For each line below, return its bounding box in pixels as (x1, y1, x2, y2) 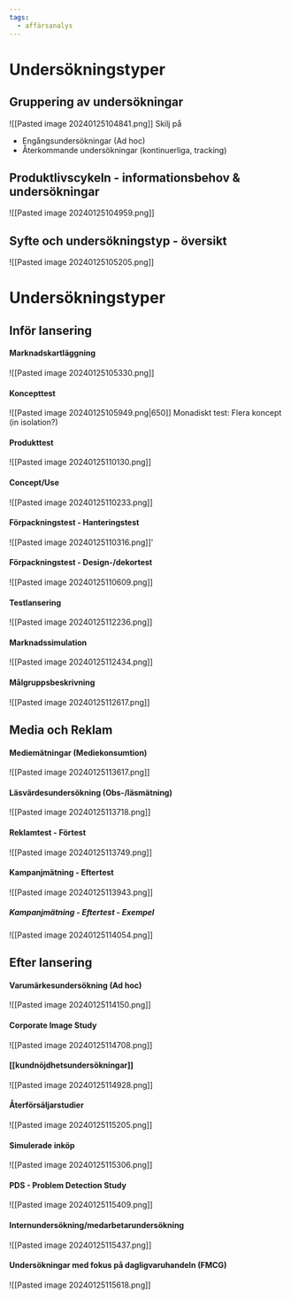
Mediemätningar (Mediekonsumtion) (9, 747, 148, 758)
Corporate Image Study (9, 1020, 97, 1031)
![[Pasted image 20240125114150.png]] (9, 1000, 152, 1010)
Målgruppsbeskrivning (9, 677, 96, 688)
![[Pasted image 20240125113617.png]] (9, 767, 150, 778)
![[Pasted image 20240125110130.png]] (9, 457, 152, 468)
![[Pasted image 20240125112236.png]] (9, 617, 153, 627)
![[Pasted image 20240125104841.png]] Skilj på (9, 118, 182, 128)
